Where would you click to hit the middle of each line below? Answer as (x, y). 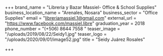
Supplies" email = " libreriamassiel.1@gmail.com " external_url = (71, 18)
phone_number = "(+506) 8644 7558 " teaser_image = (63, 29)
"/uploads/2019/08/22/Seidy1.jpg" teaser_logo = (56, 34)
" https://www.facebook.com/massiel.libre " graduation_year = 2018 (75, 23)
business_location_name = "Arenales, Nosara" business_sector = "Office (81, 13)
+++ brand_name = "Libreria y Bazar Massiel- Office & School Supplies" (81, 7)
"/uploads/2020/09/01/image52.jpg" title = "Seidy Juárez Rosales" (75, 39)
